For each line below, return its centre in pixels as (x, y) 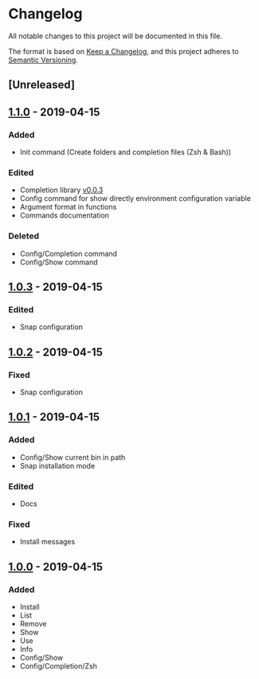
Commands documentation (65, 215)
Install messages (47, 542)
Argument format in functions (68, 207)
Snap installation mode (57, 465)
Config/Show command (59, 262)
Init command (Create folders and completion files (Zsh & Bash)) (126, 152)
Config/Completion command (69, 253)
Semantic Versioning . (43, 60)
